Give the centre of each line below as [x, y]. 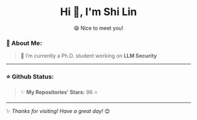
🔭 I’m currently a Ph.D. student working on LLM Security [89, 56]
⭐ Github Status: [30, 77]
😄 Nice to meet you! [98, 28]
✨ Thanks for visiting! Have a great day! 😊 [58, 111]
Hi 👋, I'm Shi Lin [98, 12]
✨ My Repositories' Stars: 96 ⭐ [59, 92]
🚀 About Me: [24, 43]
